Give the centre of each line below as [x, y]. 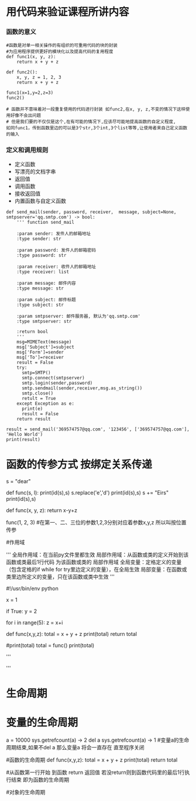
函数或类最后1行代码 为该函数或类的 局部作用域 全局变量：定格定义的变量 [94, 562]
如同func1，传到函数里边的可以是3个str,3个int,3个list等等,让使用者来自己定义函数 [97, 128]
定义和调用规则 [27, 150]
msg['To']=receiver [40, 357]
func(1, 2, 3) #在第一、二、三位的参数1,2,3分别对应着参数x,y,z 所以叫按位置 [96, 522]
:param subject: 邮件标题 [46, 299]
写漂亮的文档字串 [35, 171]
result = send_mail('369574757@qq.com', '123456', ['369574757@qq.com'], [98, 429]
